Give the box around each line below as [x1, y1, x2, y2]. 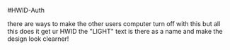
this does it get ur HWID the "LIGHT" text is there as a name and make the [7, 27, 223, 35]
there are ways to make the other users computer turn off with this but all [7, 20, 221, 27]
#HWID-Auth [7, 6, 45, 14]
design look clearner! [7, 35, 69, 43]
